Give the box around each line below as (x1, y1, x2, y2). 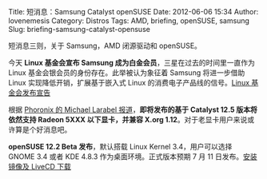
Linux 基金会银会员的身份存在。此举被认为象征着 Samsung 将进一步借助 (8, 68, 245, 78)
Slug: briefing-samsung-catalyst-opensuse (8, 25, 150, 34)
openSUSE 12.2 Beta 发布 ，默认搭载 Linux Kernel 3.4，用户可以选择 (8, 142, 233, 151)
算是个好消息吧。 (14, 125, 72, 134)
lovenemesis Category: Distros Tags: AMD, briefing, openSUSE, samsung (8, 16, 250, 26)
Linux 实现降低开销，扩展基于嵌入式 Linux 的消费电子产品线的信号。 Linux (8, 78, 250, 87)
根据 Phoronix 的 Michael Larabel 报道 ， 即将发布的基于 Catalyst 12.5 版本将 (8, 105, 258, 114)
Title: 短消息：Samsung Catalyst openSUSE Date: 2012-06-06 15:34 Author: (8, 7, 259, 16)
